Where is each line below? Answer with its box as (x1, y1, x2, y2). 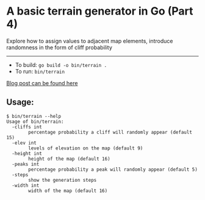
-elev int (12, 140, 37, 146)
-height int (12, 150, 43, 156)
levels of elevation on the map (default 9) (28, 145, 143, 151)
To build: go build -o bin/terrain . (15, 61, 107, 68)
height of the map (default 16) (28, 156, 111, 162)
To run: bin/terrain (15, 67, 65, 75)
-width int (12, 182, 40, 188)
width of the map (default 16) (28, 187, 108, 194)
